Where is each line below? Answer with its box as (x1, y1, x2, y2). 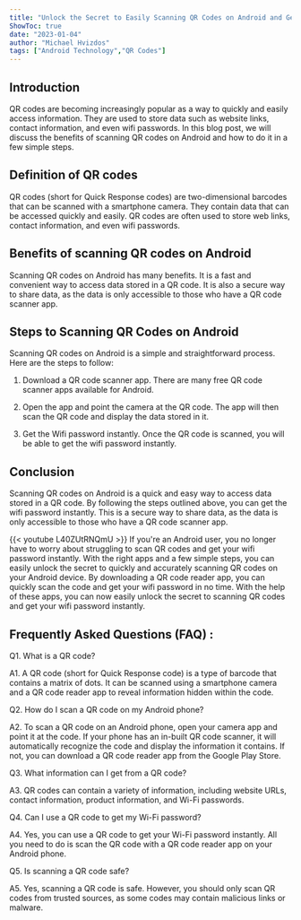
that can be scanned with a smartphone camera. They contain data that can (9, 201, 289, 212)
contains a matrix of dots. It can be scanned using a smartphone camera (9, 678, 278, 688)
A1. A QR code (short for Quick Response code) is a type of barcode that (9, 668, 278, 678)
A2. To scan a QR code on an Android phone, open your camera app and (9, 722, 278, 732)
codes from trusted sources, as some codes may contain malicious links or (9, 893, 286, 903)
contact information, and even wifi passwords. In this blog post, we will (9, 122, 271, 133)
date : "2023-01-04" (9, 30, 82, 39)
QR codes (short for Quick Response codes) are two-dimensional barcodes (9, 191, 288, 202)
